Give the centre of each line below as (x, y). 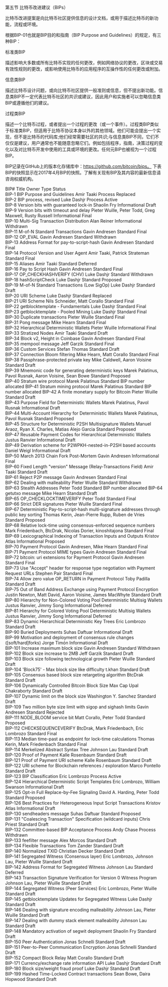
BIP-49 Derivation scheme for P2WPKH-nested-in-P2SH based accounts (80, 445)
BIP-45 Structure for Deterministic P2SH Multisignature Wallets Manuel (78, 424)
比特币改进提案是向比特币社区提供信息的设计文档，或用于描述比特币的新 (79, 18)
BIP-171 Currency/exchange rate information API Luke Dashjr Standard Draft (83, 963)
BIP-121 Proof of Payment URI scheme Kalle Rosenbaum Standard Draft (78, 760)
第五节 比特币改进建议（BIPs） (37, 7)
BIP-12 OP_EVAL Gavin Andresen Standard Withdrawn (61, 237)
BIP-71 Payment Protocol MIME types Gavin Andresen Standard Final (76, 552)
